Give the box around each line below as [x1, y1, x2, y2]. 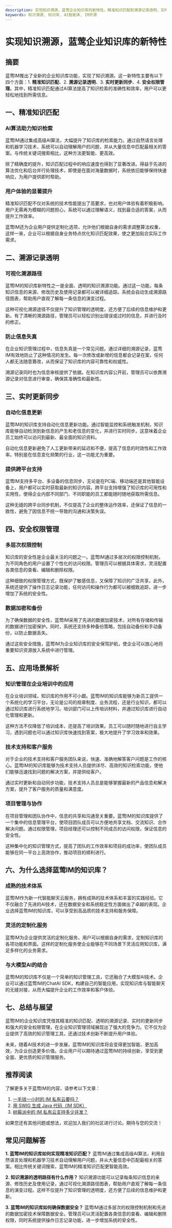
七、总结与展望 [5, 1003, 53, 1012]
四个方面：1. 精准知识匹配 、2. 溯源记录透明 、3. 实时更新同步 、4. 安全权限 [5, 79, 160, 85]
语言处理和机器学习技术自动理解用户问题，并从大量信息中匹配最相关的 [9, 1157, 158, 1163]
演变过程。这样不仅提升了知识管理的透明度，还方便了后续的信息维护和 [14, 1187, 162, 1193]
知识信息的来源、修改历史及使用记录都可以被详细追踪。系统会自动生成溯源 [5, 289, 162, 295]
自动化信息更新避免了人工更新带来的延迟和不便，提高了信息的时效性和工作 [5, 445, 162, 451]
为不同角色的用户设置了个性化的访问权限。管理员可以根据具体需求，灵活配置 [5, 560, 167, 566]
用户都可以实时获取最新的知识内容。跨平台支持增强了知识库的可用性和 [18, 484, 167, 491]
